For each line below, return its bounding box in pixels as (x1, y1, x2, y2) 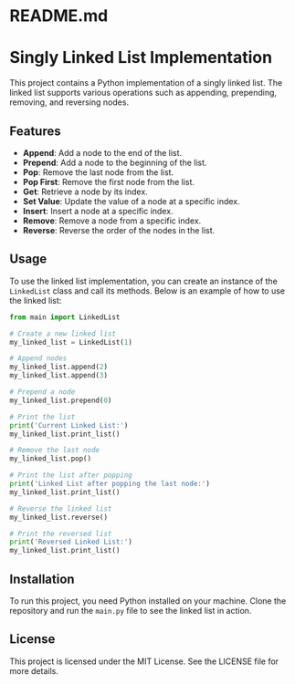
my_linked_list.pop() (9, 454, 92, 463)
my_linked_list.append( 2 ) (9, 362, 108, 372)
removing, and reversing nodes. (9, 97, 130, 108)
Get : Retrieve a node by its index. (22, 186, 148, 197)
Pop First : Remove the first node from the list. (22, 176, 195, 187)
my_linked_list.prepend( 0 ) (9, 396, 112, 405)
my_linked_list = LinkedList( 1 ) (9, 337, 132, 347)
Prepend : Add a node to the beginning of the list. (22, 157, 207, 168)
